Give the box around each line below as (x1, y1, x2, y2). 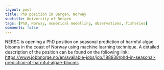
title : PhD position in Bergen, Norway (5, 12, 87, 17)
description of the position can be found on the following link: (5, 49, 129, 55)
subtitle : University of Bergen (5, 16, 71, 21)
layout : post (5, 7, 32, 12)
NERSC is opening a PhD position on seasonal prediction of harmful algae (5, 39, 154, 45)
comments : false (5, 25, 38, 30)
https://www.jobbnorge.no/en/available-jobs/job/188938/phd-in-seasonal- (5, 54, 156, 60)
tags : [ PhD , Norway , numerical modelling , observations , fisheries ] (5, 21, 148, 26)
